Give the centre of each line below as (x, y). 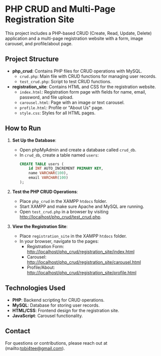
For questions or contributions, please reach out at (56, 343)
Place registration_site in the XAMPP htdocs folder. (73, 236)
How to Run (23, 128)
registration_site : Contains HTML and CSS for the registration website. (84, 87)
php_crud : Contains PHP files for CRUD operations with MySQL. (77, 71)
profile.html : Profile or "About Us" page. (61, 107)
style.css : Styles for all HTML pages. (57, 113)
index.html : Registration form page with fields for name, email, (83, 92)
